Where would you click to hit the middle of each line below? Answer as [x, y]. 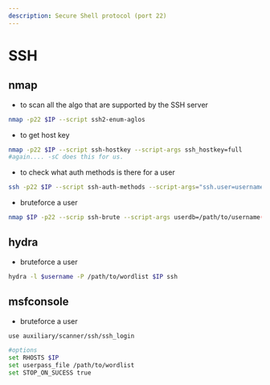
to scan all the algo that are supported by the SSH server [114, 105]
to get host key [45, 135]
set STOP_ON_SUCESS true [50, 373]
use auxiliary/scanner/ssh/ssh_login [72, 336]
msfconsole [39, 302]
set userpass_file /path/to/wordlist [72, 366]
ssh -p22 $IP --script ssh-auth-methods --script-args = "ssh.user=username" [138, 187]
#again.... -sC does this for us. [66, 157]
